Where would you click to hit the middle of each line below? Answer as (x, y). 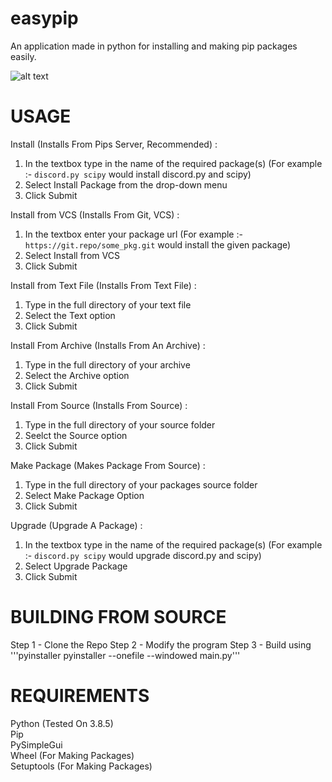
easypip (44, 18)
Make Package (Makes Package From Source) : (108, 465)
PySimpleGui (36, 744)
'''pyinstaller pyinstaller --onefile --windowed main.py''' (125, 655)
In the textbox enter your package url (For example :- (133, 234)
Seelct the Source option (76, 435)
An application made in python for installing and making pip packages (154, 46)
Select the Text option (70, 315)
